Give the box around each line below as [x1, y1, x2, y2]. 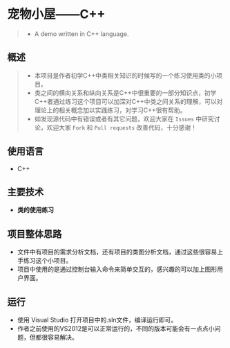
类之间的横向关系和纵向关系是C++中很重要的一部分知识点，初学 [34, 88, 217, 97]
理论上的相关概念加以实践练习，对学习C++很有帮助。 [34, 105, 186, 114]
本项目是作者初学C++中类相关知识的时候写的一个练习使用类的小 [34, 71, 217, 80]
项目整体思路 [7, 228, 62, 240]
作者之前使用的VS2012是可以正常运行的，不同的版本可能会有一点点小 [17, 324, 215, 333]
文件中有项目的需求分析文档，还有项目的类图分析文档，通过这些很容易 [17, 247, 218, 256]
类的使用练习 [17, 206, 54, 214]
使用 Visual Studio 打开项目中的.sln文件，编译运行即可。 [17, 316, 178, 324]
